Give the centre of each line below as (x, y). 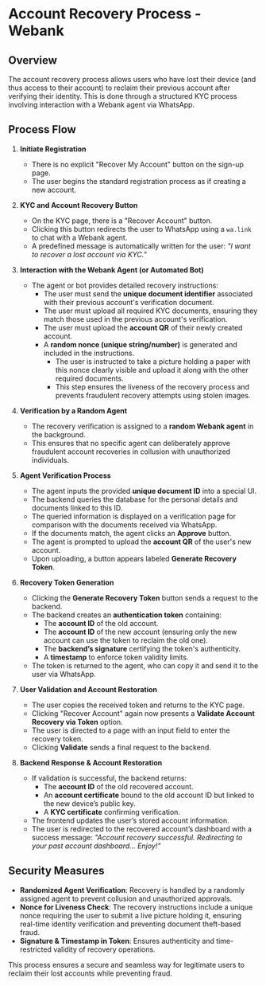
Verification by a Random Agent (73, 410)
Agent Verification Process (65, 475)
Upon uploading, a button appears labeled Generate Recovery (134, 558)
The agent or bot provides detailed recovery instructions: (125, 285)
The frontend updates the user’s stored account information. (131, 820)
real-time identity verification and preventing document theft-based (130, 924)
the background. (58, 434)
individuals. (50, 460)
